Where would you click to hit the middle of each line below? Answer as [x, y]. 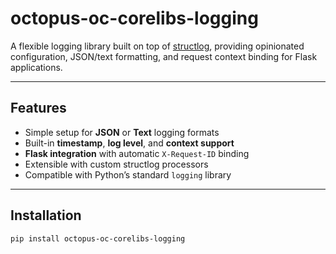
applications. [36, 67]
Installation [46, 215]
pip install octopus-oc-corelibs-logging [98, 238]
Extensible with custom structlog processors [116, 164]
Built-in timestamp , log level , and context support [129, 143]
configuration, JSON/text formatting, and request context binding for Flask [164, 56]
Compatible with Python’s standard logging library [128, 174]
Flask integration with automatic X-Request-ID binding [137, 153]
